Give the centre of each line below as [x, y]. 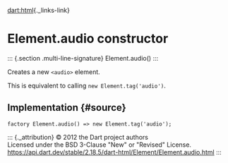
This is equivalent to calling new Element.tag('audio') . [86, 85]
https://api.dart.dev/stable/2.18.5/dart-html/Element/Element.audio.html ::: [115, 152]
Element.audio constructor [88, 39]
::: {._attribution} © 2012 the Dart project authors [78, 137]
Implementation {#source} [67, 108]
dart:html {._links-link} [39, 10]
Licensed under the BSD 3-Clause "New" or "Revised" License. [100, 145]
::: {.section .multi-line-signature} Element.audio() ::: [83, 58]
